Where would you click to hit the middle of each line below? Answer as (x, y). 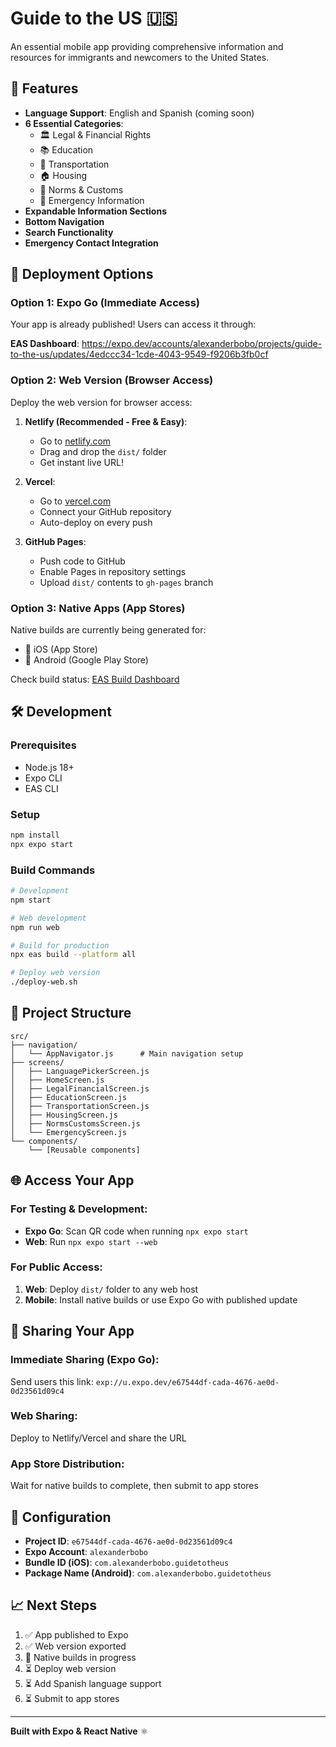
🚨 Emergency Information (92, 200)
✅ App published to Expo (76, 1634)
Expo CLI (43, 778)
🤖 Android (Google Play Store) (86, 660)
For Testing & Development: (79, 1209)
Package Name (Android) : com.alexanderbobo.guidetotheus (148, 1573)
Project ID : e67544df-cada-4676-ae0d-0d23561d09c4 (128, 1541)
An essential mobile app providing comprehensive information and (147, 46)
